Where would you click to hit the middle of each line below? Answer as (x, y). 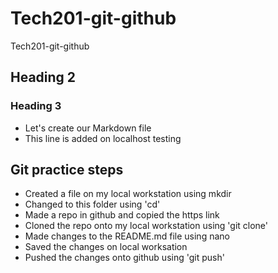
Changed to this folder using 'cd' (92, 204)
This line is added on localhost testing (103, 138)
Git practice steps (67, 170)
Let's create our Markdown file (88, 128)
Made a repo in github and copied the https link (122, 215)
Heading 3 (36, 106)
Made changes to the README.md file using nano (127, 236)
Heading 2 (43, 77)
